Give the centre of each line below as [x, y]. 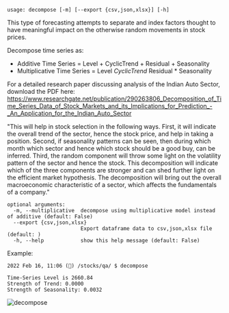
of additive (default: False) [50, 216]
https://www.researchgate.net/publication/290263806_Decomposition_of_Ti [114, 99]
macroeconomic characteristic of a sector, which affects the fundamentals [112, 185]
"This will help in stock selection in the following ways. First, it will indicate [112, 126]
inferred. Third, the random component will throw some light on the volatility [114, 155]
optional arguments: [37, 205]
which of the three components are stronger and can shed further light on [111, 170]
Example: [20, 253]
